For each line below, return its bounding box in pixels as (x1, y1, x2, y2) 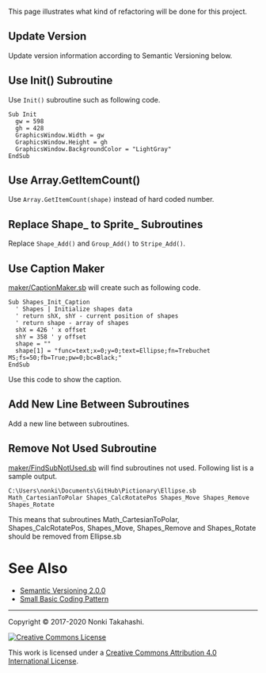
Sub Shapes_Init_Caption (8, 298, 90, 307)
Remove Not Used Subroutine (8, 442, 157, 455)
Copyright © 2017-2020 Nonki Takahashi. (8, 617, 145, 626)
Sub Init (8, 110, 37, 118)
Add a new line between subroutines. (8, 419, 130, 428)
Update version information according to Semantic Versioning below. (8, 51, 233, 60)
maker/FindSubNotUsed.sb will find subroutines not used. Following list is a (8, 462, 254, 472)
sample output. (8, 471, 58, 481)
